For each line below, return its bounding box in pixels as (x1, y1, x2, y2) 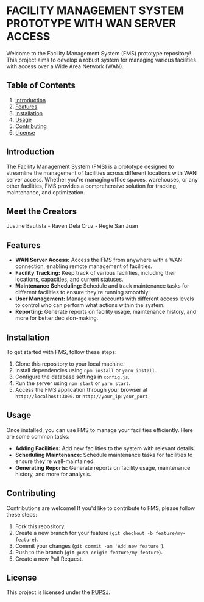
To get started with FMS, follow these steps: (6, 349, 117, 355)
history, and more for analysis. (15, 470, 91, 478)
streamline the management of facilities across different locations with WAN (6, 169, 197, 177)
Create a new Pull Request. (15, 555, 83, 562)
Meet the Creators (6, 206, 77, 216)
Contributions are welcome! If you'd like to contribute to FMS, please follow (6, 504, 195, 512)
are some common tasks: (6, 433, 70, 440)
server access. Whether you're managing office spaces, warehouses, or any (6, 175, 198, 183)
